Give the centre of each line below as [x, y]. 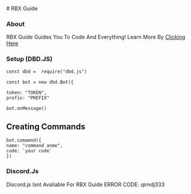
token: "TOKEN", [26, 92]
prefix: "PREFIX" [28, 98]
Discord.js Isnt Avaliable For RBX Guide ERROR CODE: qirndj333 [86, 184]
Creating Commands [46, 126]
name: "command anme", [35, 146]
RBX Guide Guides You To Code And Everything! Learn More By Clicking [96, 37]
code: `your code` [29, 151]
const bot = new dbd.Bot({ [40, 82]
